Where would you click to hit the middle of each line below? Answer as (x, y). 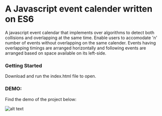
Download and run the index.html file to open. (51, 76)
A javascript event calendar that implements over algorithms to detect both (80, 32)
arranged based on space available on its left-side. (56, 53)
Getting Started (24, 65)
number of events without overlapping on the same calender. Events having (81, 43)
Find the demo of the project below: (41, 99)
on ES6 (19, 19)
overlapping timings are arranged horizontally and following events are (76, 48)
